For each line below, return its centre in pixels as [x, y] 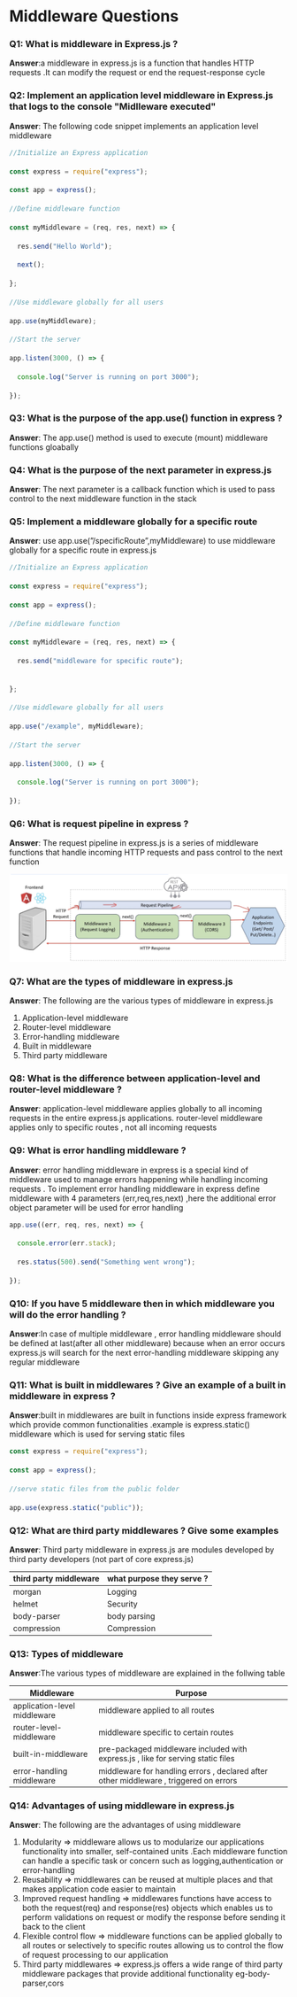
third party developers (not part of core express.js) [102, 1559]
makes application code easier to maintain [99, 1889]
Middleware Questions [94, 16]
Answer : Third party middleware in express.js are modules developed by [142, 1549]
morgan [27, 1591]
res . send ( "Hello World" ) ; [65, 246]
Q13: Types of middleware [66, 1653]
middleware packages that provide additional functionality [128, 1974]
